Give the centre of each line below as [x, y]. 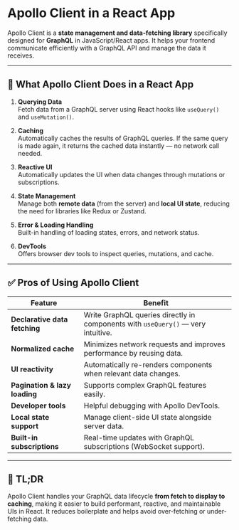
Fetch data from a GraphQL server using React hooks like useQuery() [118, 109]
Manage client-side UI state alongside [148, 417]
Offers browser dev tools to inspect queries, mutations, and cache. [116, 253]
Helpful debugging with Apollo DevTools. [152, 406]
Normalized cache [43, 349]
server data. [104, 426]
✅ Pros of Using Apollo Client [73, 283]
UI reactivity [32, 369]
